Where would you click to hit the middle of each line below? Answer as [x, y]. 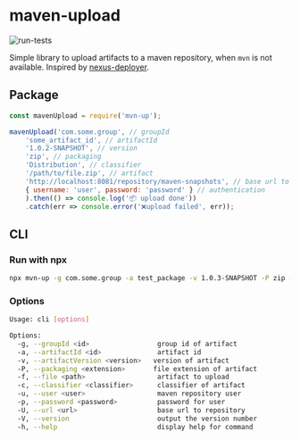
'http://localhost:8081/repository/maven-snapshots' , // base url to [158, 181]
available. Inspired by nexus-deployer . [79, 67]
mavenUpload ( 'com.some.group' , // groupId [89, 132]
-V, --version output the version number [137, 419]
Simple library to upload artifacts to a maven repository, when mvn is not [141, 57]
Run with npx [38, 260]
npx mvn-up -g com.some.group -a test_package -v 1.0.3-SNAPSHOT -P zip [147, 278]
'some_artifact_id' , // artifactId [92, 140]
